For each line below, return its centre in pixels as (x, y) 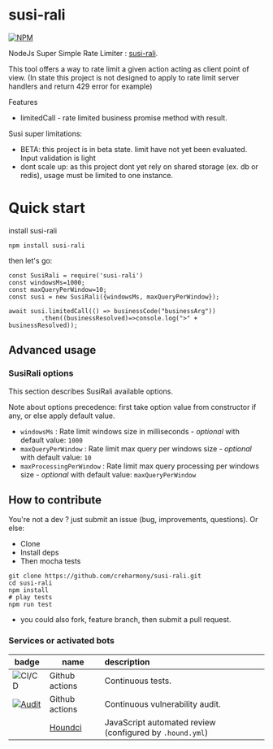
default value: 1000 (51, 440)
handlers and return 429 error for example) (80, 86)
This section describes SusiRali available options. (91, 391)
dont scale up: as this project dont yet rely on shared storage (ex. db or (139, 166)
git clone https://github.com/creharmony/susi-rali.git (105, 576)
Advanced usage (52, 350)
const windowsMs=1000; (47, 282)
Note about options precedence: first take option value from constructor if (132, 407)
